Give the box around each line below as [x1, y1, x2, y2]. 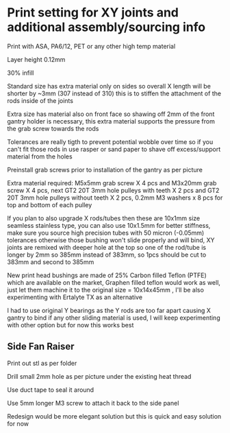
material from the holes [7, 152, 73, 161]
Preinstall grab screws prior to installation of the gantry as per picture [7, 165, 203, 174]
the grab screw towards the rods [7, 124, 99, 132]
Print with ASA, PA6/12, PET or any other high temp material [7, 42, 176, 50]
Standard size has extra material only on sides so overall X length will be [7, 82, 211, 90]
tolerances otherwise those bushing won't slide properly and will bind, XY [7, 235, 215, 244]
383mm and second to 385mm [7, 257, 94, 266]
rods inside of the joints [7, 96, 74, 104]
